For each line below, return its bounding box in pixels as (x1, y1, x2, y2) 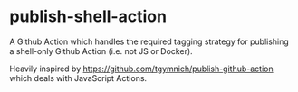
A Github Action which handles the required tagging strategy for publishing (9, 36, 290, 47)
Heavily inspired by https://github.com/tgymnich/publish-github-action (9, 63, 274, 74)
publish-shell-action (9, 6, 168, 27)
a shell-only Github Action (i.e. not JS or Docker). (9, 45, 193, 56)
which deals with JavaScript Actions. (9, 72, 148, 83)
